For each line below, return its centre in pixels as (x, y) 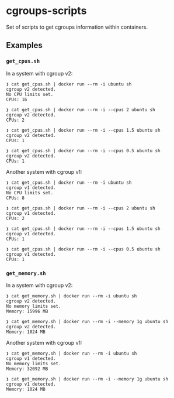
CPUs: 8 (15, 198)
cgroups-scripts (46, 11)
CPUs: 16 (17, 99)
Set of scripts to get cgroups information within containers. (77, 27)
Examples (24, 45)
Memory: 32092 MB (27, 369)
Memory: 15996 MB (27, 311)
